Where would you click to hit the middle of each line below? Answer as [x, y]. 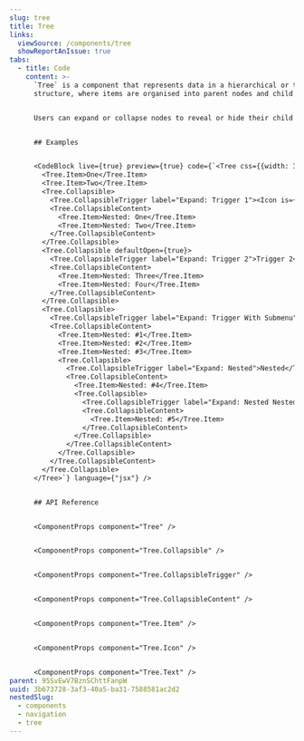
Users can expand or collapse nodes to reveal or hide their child [163, 118]
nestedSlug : [32, 698]
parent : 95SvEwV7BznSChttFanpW [68, 680]
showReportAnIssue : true [64, 52]
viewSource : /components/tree [74, 43]
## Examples [56, 142]
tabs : [19, 60]
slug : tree [30, 18]
